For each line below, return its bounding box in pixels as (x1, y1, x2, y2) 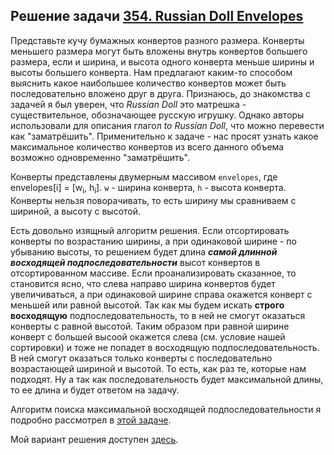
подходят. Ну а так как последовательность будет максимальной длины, (10, 373, 324, 385)
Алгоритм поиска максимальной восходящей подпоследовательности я (10, 403, 322, 415)
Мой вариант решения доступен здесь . (10, 433, 179, 445)
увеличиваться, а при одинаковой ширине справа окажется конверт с (10, 288, 313, 300)
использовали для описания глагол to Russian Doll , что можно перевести (10, 119, 325, 131)
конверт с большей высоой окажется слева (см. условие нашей (10, 330, 286, 343)
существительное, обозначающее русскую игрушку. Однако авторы (10, 109, 305, 121)
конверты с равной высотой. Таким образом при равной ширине (10, 320, 290, 332)
